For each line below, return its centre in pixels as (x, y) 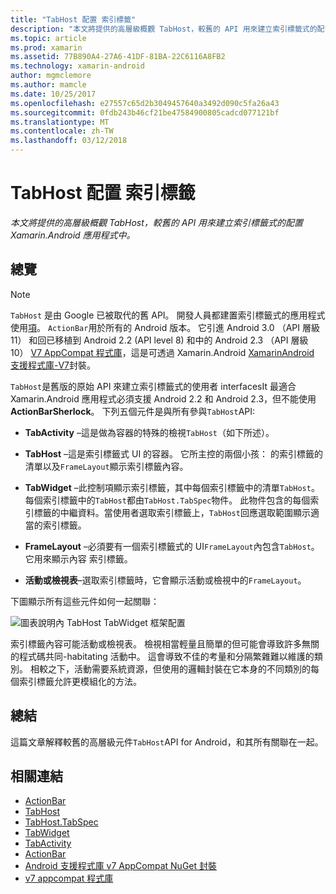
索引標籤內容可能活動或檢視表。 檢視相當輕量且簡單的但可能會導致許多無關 (165, 643)
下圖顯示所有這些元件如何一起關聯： (85, 601)
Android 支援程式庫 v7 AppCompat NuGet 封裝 (121, 866)
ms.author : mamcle (48, 85)
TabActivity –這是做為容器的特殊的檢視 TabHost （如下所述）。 (149, 432)
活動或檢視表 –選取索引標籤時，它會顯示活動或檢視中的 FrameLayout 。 (165, 580)
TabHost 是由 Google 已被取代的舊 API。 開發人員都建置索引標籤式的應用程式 (168, 315)
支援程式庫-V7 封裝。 (53, 365)
